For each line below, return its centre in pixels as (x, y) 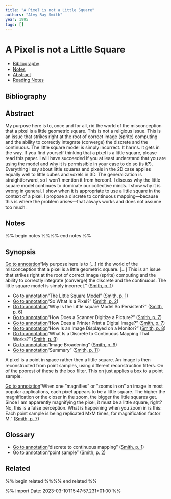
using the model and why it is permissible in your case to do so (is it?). (79, 164)
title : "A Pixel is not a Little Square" (50, 10)
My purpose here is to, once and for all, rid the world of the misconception (83, 126)
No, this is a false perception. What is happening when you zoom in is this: (83, 408)
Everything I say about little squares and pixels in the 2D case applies (78, 169)
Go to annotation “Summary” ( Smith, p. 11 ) (56, 350)
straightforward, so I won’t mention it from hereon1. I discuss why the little (83, 180)
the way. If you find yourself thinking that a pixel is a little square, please (81, 153)
